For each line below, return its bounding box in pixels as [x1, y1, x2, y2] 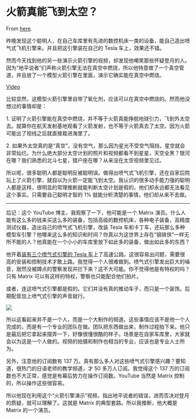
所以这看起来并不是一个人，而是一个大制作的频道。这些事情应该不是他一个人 [6, 315, 190, 322]
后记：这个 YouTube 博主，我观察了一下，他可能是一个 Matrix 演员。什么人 [6, 209, 186, 216]
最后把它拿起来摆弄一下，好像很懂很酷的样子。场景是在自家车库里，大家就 [10, 330, 190, 337]
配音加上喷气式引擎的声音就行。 [10, 292, 88, 299]
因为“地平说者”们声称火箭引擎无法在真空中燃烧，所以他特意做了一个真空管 [6, 64, 185, 71]
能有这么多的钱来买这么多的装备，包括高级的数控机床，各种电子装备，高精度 [6, 216, 190, 223]
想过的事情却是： [6, 102, 47, 109]
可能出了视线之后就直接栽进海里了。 [6, 129, 93, 136]
